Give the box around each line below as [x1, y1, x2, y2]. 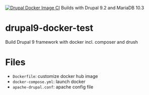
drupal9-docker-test [5, 23, 94, 34]
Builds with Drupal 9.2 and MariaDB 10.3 [61, 5, 144, 11]
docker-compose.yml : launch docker [12, 78, 86, 84]
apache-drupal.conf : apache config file [12, 83, 94, 90]
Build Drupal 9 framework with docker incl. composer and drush [5, 39, 138, 45]
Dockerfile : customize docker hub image [12, 73, 98, 79]
